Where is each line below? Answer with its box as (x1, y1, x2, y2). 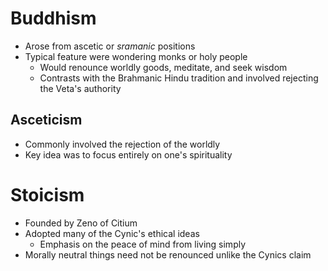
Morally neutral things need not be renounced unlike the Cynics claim (24, 248, 312, 261)
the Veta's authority (39, 82, 122, 94)
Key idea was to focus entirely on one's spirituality (24, 148, 233, 161)
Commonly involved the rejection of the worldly (24, 138, 221, 150)
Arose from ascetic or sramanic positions (24, 40, 196, 52)
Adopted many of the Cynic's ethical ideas (24, 227, 200, 239)
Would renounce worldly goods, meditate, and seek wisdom (39, 61, 288, 73)
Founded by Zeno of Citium (24, 217, 138, 229)
